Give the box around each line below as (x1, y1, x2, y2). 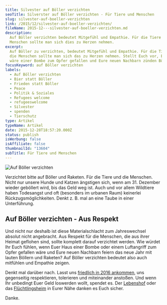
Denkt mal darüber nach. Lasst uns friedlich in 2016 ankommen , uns (5, 269, 145, 275)
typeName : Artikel (5, 123, 43, 128)
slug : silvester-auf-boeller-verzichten (5, 16, 90, 21)
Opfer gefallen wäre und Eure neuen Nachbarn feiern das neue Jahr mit (5, 249, 152, 255)
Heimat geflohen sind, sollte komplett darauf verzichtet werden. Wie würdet (5, 238, 161, 244)
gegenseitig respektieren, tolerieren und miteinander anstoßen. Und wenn (5, 275, 157, 281)
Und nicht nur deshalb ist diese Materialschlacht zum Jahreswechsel (5, 228, 146, 234)
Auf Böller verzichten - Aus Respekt (5, 215, 119, 223)
